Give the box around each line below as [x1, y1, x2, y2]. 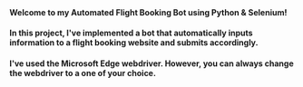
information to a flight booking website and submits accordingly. [9, 37, 259, 48]
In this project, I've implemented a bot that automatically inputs [9, 27, 253, 39]
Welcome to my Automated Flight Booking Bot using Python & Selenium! [9, 6, 288, 17]
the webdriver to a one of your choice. [9, 67, 157, 78]
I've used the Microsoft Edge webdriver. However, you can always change [9, 58, 294, 69]
